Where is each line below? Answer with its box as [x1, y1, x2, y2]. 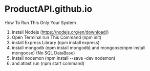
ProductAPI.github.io [4, 3, 92, 15]
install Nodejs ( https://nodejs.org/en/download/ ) [11, 29, 109, 35]
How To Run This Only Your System [4, 20, 76, 25]
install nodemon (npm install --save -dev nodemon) [11, 55, 116, 61]
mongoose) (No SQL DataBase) [11, 50, 75, 56]
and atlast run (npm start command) [11, 60, 85, 66]
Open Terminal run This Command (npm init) [11, 34, 102, 40]
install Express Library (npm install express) [11, 39, 100, 45]
